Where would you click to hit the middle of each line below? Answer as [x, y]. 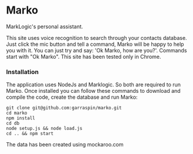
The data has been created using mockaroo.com [65, 145]
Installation [23, 72]
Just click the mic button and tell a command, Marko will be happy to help [95, 44]
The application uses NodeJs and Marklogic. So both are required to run [93, 85]
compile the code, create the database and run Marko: [72, 97]
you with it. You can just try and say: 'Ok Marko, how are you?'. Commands [97, 50]
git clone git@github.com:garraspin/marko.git [64, 108]
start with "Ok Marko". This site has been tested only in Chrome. [84, 56]
